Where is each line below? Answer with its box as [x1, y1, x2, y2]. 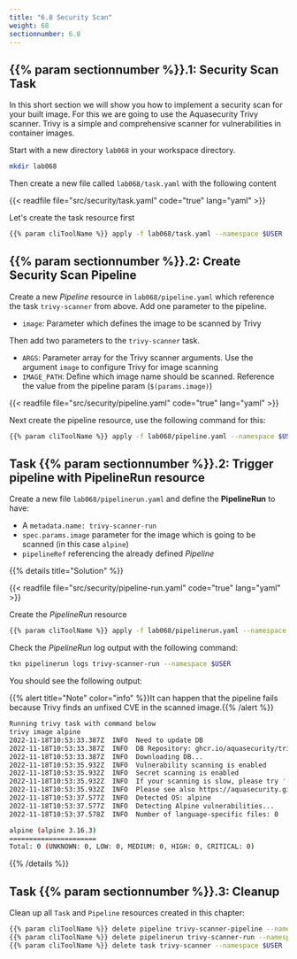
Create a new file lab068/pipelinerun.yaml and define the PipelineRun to [9, 493, 276, 505]
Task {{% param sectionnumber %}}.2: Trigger [9, 457, 274, 472]
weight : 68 [9, 21, 49, 30]
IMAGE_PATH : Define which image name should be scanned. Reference [21, 371, 275, 382]
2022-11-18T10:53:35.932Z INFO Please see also [9, 785, 196, 794]
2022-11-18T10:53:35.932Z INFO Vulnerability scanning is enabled [9, 761, 267, 770]
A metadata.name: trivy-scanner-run [21, 520, 157, 531]
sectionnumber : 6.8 [9, 29, 81, 38]
